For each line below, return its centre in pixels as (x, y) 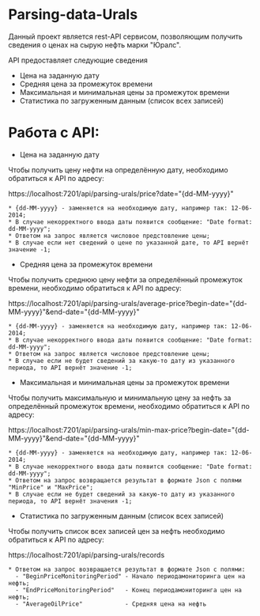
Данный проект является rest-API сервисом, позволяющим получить (126, 36)
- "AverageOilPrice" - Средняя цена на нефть (111, 604)
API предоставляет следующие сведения (78, 60)
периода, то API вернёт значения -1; (70, 501)
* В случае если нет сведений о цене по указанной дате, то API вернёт (128, 243)
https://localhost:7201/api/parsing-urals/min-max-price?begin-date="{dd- (129, 429)
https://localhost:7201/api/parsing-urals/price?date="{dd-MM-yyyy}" (121, 193)
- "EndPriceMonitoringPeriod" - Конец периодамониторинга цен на (129, 590)
